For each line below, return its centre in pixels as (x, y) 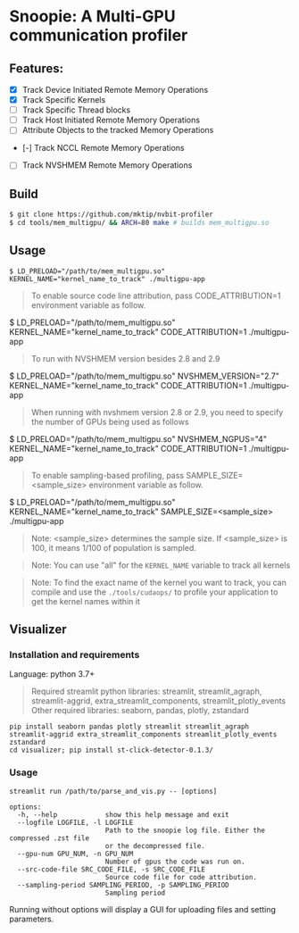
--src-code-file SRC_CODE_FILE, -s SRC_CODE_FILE (111, 869)
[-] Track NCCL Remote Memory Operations (103, 148)
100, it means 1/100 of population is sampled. (113, 547)
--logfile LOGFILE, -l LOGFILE (75, 822)
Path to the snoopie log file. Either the (185, 830)
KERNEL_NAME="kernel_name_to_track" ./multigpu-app (107, 279)
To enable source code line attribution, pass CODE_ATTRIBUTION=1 (156, 296)
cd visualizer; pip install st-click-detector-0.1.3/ (112, 750)
